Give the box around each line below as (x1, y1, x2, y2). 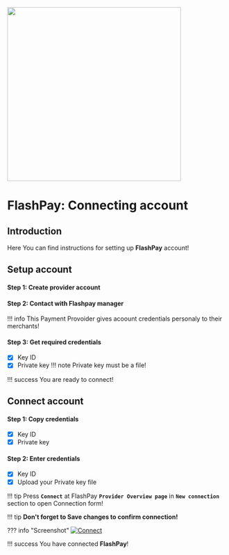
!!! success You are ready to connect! (7, 375, 114, 383)
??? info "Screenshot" (7, 526, 69, 534)
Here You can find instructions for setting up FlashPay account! (7, 243, 189, 252)
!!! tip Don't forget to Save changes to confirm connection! (7, 513, 178, 521)
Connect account (7, 395, 84, 407)
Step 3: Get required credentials (7, 337, 102, 346)
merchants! (7, 322, 40, 330)
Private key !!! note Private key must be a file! (17, 361, 147, 369)
